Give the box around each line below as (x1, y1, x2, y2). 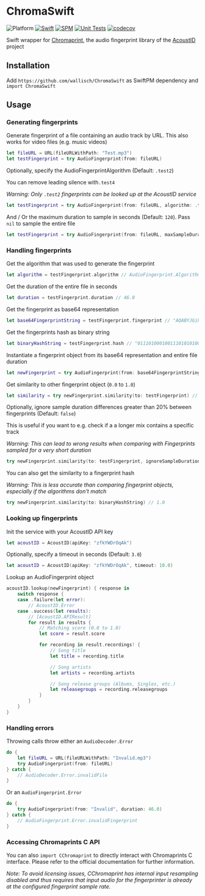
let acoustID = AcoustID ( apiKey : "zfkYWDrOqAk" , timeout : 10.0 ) (6, 563, 173, 569)
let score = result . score (38, 630, 105, 637)
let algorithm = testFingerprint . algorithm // (6, 272, 127, 278)
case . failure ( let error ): (17, 597, 86, 603)
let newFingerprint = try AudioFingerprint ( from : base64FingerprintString (6, 369, 201, 376)
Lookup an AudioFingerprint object (6, 574, 94, 581)
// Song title (49, 648, 86, 654)
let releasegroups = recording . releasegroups (49, 687, 168, 693)
